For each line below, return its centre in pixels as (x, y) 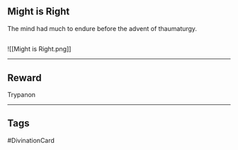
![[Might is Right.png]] (39, 49)
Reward (25, 78)
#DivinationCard (31, 140)
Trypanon (22, 95)
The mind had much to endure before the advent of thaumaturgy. (102, 28)
